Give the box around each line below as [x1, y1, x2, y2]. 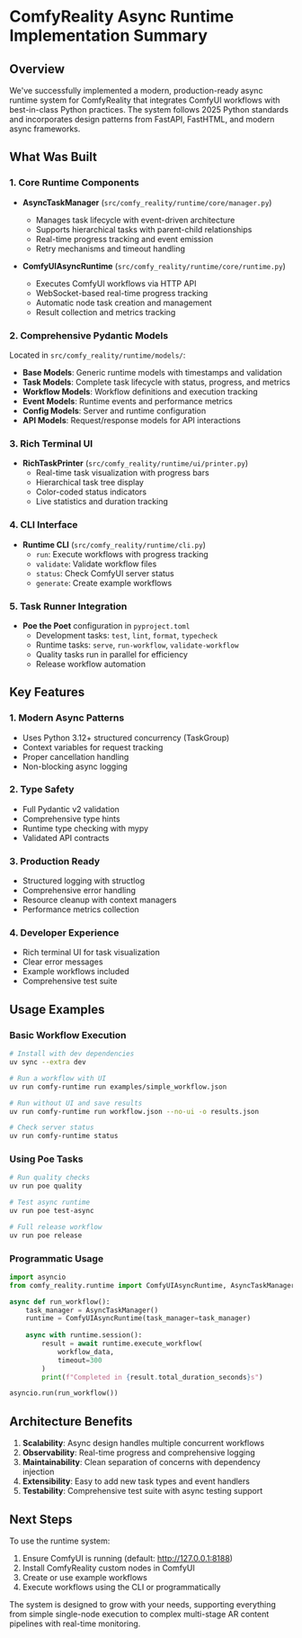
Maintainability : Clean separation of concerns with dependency [22, 1457, 261, 1468]
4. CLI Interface [9, 519, 78, 531]
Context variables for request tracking [22, 741, 164, 753]
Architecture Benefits [9, 1414, 133, 1429]
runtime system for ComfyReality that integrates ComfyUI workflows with [9, 95, 280, 105]
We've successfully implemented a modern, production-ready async [9, 86, 263, 95]
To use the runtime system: [9, 1535, 111, 1546]
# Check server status [9, 1123, 94, 1132]
